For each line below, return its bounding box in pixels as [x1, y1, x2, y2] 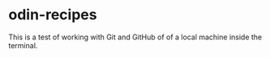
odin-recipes [8, 6, 97, 24]
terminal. [8, 40, 38, 50]
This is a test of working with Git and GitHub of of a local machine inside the [8, 32, 263, 42]
